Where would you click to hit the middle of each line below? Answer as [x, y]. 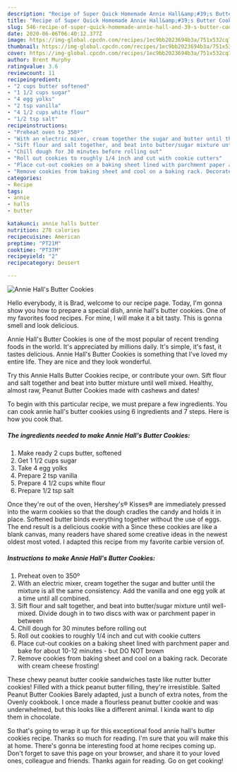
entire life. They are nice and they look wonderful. [79, 362]
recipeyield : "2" [33, 256]
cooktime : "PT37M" [34, 250]
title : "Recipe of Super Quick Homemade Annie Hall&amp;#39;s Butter [112, 20]
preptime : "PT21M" [34, 243]
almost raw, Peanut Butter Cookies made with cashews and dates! [103, 390]
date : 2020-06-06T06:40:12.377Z [55, 34]
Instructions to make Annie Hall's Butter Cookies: [81, 558]
